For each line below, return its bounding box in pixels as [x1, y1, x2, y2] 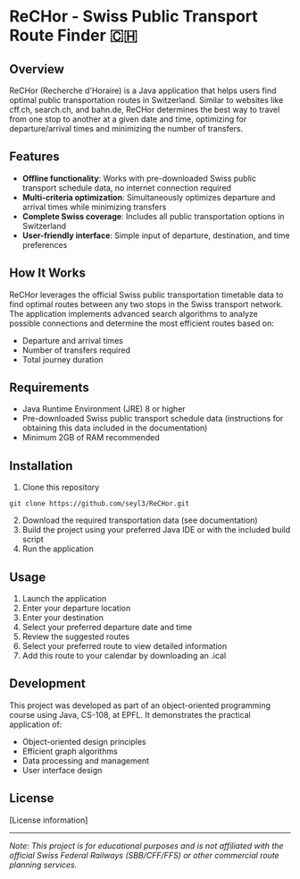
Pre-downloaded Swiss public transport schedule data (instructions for [21, 414, 284, 424]
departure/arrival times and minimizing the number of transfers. [9, 124, 244, 133]
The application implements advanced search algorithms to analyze [9, 308, 259, 319]
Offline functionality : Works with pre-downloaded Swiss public [21, 173, 257, 183]
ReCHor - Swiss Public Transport [9, 6, 259, 27]
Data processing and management [21, 755, 150, 766]
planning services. [9, 859, 78, 870]
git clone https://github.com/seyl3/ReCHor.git [9, 499, 190, 508]
